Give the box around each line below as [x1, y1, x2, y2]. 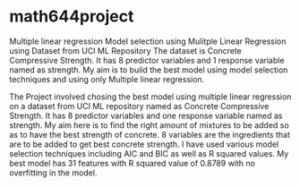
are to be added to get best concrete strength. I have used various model [9, 139, 279, 149]
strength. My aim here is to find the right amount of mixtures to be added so [9, 119, 289, 131]
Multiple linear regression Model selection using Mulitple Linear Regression [9, 36, 287, 47]
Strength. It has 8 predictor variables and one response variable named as [9, 110, 283, 121]
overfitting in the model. [9, 167, 98, 178]
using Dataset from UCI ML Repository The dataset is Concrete [9, 45, 242, 55]
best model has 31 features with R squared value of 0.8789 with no [9, 157, 255, 168]
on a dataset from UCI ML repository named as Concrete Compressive [9, 100, 270, 111]
